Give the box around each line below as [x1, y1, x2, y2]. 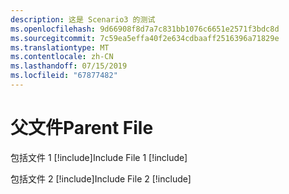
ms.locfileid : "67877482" [10, 71, 118, 81]
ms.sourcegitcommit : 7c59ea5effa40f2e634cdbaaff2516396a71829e [10, 33, 280, 43]
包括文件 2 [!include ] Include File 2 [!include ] [10, 172, 192, 185]
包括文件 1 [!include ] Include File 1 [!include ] [10, 151, 188, 163]
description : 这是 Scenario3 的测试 [10, 14, 156, 25]
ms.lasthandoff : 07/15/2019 [10, 61, 128, 71]
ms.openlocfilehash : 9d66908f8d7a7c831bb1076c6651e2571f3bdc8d [10, 24, 280, 34]
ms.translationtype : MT [10, 42, 110, 53]
